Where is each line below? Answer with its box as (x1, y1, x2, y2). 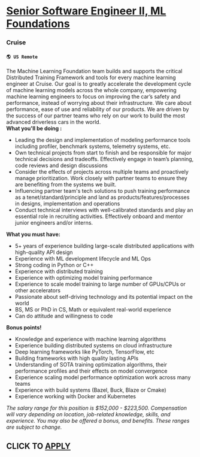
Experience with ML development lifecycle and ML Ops (14, 255, 151, 262)
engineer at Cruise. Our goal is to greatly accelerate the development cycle (6, 80, 192, 87)
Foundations (6, 17, 70, 31)
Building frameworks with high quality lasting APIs (14, 355, 139, 362)
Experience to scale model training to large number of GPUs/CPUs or (14, 280, 186, 288)
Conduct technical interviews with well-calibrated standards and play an (14, 207, 193, 214)
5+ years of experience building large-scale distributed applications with (14, 243, 195, 250)
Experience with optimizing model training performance (14, 274, 153, 282)
